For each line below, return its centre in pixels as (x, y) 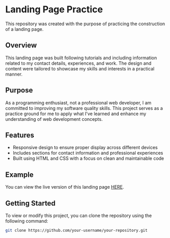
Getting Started (30, 203)
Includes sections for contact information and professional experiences (88, 153)
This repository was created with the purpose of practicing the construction (85, 24)
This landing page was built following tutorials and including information (81, 58)
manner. (14, 74)
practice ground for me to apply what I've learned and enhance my (76, 114)
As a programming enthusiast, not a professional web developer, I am (79, 103)
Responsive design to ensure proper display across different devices (85, 148)
